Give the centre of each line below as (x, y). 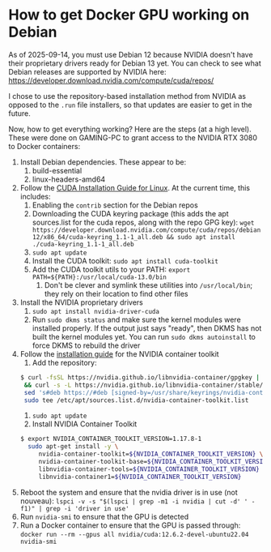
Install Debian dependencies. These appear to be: (103, 162)
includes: (35, 196)
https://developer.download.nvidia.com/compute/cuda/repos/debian (146, 230)
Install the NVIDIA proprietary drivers (81, 302)
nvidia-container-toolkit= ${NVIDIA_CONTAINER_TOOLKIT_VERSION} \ (151, 454)
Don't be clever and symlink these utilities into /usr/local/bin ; (148, 285)
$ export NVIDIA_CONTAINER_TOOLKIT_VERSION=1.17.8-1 (111, 439)
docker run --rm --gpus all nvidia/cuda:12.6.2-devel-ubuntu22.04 (134, 534)
